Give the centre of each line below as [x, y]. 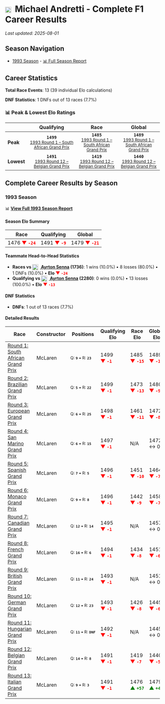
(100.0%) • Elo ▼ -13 [34, 285]
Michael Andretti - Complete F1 [79, 9]
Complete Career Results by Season [61, 183]
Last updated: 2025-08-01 [32, 33]
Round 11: [20, 623]
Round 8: [18, 543]
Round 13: [20, 675]
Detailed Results [22, 318]
